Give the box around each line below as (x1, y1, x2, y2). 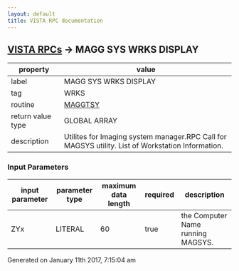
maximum (102, 180, 137, 190)
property (18, 65, 50, 75)
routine (11, 100, 35, 110)
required (144, 190, 174, 200)
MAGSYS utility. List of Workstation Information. (63, 140, 224, 150)
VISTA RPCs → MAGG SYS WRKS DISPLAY (7, 44, 199, 56)
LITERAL (55, 224, 85, 234)
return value (11, 111, 52, 121)
